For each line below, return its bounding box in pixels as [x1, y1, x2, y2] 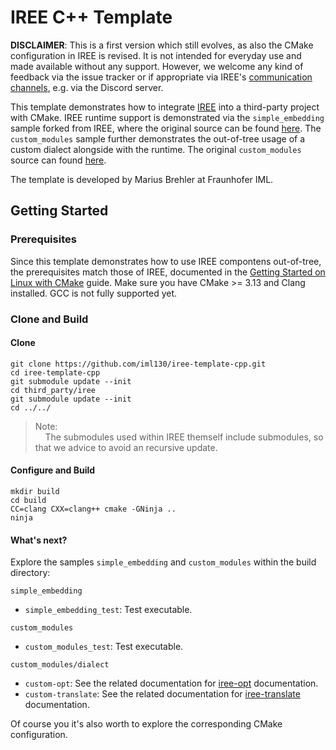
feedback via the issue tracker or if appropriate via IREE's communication [10, 71, 313, 83]
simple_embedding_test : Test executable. [24, 604, 193, 616]
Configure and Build [10, 464, 96, 476]
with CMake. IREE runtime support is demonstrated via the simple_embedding [10, 111, 325, 123]
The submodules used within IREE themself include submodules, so [44, 431, 324, 443]
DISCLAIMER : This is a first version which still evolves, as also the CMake [10, 39, 314, 51]
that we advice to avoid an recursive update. [34, 441, 218, 453]
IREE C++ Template [10, 6, 173, 29]
